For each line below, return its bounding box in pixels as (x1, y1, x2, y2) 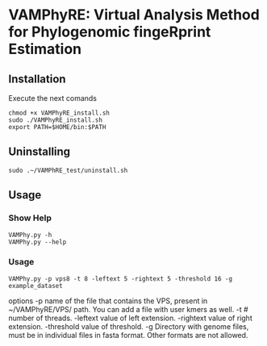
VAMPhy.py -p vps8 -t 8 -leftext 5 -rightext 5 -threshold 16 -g (8, 274, 232, 283)
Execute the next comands (8, 94, 97, 102)
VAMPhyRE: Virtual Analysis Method (8, 6, 260, 24)
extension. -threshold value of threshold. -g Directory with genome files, (8, 321, 249, 331)
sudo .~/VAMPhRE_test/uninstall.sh (8, 166, 128, 174)
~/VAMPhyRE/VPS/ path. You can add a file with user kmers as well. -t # (8, 304, 248, 314)
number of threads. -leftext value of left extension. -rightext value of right (8, 313, 252, 323)
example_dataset (8, 281, 63, 290)
